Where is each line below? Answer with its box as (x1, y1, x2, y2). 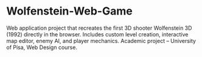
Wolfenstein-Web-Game (6, 4, 133, 18)
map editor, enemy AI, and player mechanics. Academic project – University (6, 37, 197, 44)
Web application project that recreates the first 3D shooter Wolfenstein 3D (6, 24, 192, 32)
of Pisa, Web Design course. (6, 44, 78, 51)
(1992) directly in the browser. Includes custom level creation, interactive (6, 30, 189, 38)
